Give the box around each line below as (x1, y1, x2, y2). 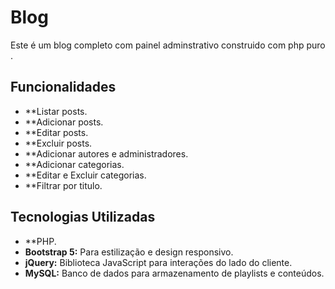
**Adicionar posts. (24, 116, 104, 128)
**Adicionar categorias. (24, 158, 125, 170)
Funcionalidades (10, 79, 117, 96)
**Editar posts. (24, 126, 89, 138)
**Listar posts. (24, 105, 88, 117)
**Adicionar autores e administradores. (24, 147, 189, 160)
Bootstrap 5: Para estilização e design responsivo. (24, 246, 234, 258)
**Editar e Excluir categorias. (24, 169, 147, 181)
